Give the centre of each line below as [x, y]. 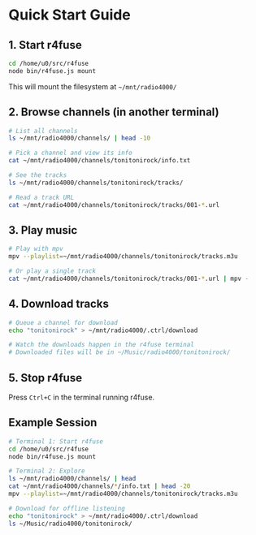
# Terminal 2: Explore [47, 471]
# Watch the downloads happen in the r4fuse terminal [102, 345]
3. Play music [43, 230]
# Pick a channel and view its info [70, 153]
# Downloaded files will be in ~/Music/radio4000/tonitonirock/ [119, 352]
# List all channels [43, 131]
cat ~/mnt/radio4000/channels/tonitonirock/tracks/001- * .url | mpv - [129, 278]
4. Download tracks [59, 304]
